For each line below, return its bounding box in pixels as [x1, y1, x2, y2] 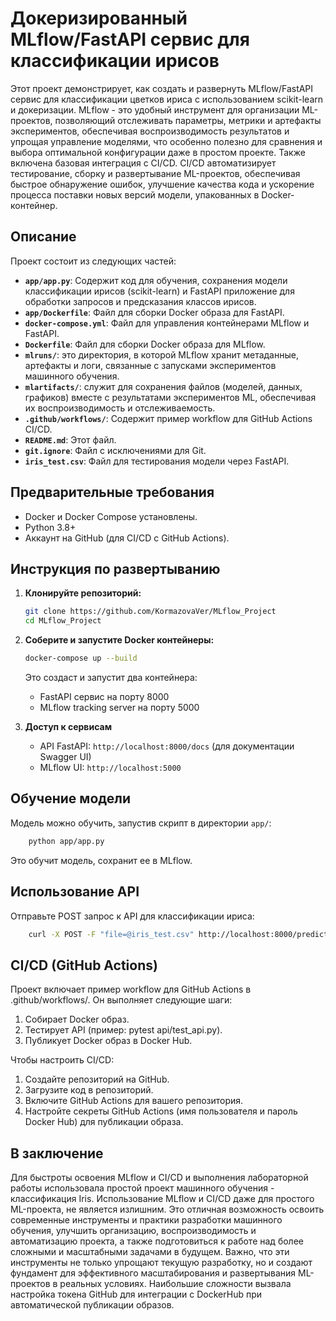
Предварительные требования [10, 484, 215, 501]
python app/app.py [28, 836, 105, 846]
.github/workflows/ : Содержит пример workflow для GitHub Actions [24, 412, 313, 424]
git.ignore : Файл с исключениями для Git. [24, 444, 207, 456]
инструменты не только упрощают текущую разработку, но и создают [10, 1257, 313, 1268]
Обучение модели [10, 790, 132, 807]
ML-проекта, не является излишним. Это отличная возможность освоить [10, 1203, 325, 1215]
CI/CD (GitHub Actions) [10, 957, 158, 974]
